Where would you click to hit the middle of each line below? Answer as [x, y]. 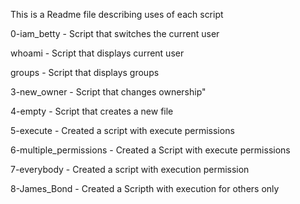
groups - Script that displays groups [85, 72]
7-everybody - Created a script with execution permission [130, 169]
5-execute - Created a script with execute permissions [122, 130]
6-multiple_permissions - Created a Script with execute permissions [150, 150]
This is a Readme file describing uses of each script [117, 14]
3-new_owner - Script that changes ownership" [108, 92]
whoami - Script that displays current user [97, 53]
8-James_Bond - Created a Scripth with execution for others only [145, 188]
